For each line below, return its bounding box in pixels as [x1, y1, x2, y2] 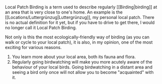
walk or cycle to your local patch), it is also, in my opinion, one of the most [5, 39, 153, 45]
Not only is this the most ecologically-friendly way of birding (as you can [5, 34, 150, 40]
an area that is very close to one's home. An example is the [5, 9, 123, 15]
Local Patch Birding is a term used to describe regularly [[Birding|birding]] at [5, 4, 157, 10]
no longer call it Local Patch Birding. [5, 25, 77, 31]
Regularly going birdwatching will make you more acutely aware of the [12, 59, 152, 65]
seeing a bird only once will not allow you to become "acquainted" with [12, 69, 154, 75]
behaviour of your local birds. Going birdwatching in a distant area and [12, 64, 153, 70]
